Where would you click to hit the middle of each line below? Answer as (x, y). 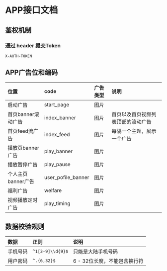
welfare (53, 190)
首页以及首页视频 (131, 114)
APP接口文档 (32, 10)
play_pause (57, 164)
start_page (57, 104)
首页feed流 (20, 131)
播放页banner (24, 148)
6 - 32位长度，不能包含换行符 (108, 261)
